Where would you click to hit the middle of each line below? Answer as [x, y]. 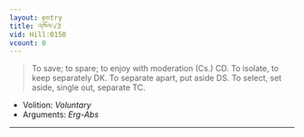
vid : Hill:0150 [38, 34]
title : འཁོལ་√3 [35, 26]
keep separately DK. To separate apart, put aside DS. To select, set [157, 78]
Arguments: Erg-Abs [61, 114]
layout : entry [36, 18]
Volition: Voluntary [57, 105]
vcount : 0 [28, 43]
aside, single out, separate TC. [89, 87]
